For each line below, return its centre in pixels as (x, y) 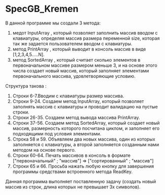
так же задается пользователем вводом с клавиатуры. (72, 43)
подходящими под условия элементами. (57, 133)
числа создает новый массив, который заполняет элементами (81, 71)
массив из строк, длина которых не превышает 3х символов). (73, 187)
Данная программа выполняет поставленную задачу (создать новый (81, 181)
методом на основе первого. (44, 150)
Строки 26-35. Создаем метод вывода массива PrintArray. (76, 117)
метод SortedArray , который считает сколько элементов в (76, 60)
